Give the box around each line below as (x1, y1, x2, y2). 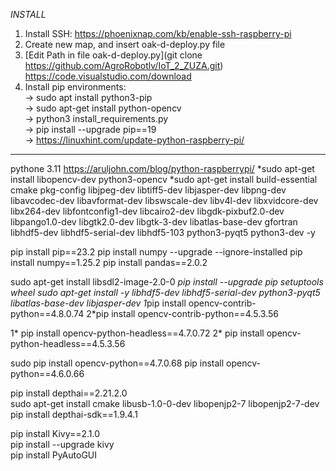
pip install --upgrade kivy (10, 439, 115, 450)
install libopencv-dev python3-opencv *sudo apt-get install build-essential (10, 174, 318, 185)
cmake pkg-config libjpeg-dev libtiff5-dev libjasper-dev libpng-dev (10, 184, 287, 196)
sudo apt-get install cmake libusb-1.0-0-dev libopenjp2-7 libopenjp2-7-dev (10, 398, 320, 409)
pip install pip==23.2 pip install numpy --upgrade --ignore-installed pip (10, 246, 303, 258)
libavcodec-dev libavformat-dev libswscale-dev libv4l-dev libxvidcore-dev (10, 195, 319, 206)
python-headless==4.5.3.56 (10, 338, 126, 349)
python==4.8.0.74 (10, 308, 85, 319)
